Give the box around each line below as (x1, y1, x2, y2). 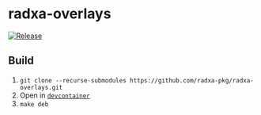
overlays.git (19, 83, 63, 91)
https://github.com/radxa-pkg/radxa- (129, 76, 255, 84)
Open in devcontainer (19, 90, 90, 100)
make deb (19, 100, 49, 108)
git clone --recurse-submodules (19, 76, 127, 84)
